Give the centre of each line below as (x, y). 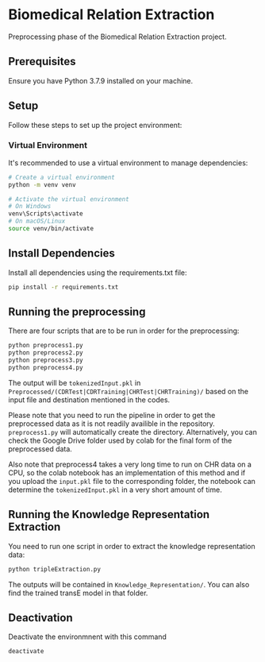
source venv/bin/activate (51, 229)
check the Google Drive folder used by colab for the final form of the (120, 440)
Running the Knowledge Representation (109, 515)
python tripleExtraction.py (55, 569)
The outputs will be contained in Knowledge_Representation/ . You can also (129, 584)
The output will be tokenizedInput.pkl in (75, 382)
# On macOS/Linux (37, 221)
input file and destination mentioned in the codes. (89, 400)
